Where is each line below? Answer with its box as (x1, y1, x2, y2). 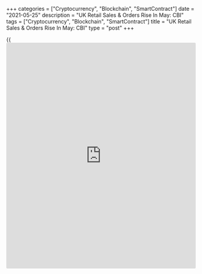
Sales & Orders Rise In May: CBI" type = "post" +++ (6, 24, 134, 31)
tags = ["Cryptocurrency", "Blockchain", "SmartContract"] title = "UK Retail (6, 18, 192, 25)
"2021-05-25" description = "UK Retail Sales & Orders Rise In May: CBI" (6, 11, 185, 19)
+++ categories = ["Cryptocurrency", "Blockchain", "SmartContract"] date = (6, 5, 195, 12)
